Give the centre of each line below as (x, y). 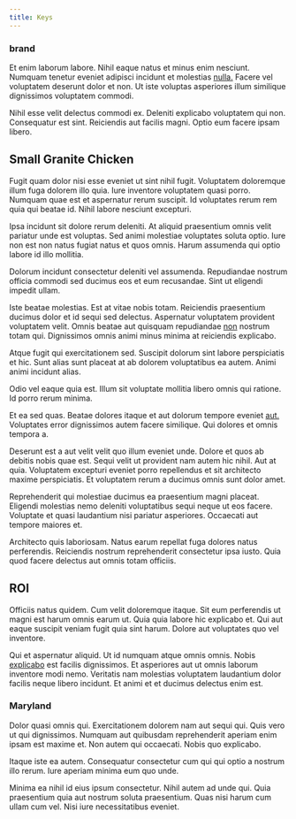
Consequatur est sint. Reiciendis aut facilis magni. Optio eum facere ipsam (144, 122)
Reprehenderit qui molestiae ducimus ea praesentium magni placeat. (134, 496)
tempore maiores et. (46, 524)
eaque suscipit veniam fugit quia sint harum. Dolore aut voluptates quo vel (144, 628)
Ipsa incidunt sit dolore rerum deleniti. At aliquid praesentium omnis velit (140, 226)
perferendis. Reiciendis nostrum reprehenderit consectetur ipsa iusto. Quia (145, 551)
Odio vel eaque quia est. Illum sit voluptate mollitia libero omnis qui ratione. (145, 388)
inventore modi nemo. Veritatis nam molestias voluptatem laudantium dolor (145, 674)
